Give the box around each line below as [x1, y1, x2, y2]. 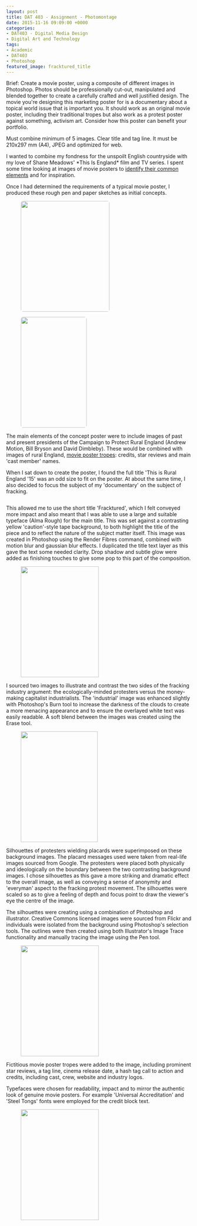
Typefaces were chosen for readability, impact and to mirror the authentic [6, 1085, 185, 1093]
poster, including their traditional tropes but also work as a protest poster [6, 111, 183, 118]
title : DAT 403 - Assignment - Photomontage [6, 14, 117, 20]
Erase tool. [6, 720, 32, 727]
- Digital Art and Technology [6, 36, 81, 42]
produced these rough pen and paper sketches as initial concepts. [6, 190, 167, 197]
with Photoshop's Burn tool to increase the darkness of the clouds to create [6, 701, 189, 708]
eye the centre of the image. [6, 897, 75, 904]
